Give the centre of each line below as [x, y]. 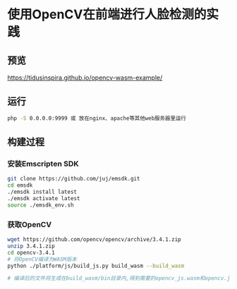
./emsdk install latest [42, 192]
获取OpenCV [29, 224]
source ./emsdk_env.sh [41, 205]
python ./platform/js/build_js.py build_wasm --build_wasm [96, 266]
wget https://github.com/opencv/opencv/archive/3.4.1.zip [94, 240]
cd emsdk [20, 185]
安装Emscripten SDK [43, 164]
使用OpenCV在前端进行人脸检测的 [107, 14]
